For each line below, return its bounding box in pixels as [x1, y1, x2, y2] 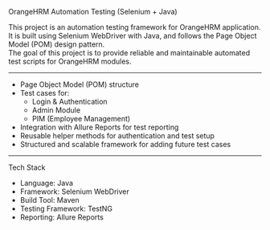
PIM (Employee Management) [31, 114, 131, 123]
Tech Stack [8, 162, 46, 172]
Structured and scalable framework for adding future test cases [19, 140, 231, 149]
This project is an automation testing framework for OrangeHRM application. [8, 23, 261, 31]
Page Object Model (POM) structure [19, 80, 139, 89]
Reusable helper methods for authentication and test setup [19, 131, 215, 140]
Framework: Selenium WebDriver [19, 187, 130, 196]
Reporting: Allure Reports [19, 212, 104, 222]
